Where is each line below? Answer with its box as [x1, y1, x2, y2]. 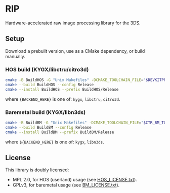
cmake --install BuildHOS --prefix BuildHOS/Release [5, 87, 119, 92]
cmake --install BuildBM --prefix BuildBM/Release [5, 130, 114, 135]
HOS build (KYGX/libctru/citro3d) [5, 66, 89, 73]
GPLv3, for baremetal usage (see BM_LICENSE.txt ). [12, 182, 120, 188]
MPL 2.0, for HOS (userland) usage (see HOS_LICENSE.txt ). [12, 177, 138, 183]
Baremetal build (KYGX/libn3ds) [5, 108, 86, 115]
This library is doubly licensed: [5, 167, 69, 173]
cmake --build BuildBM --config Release [5, 125, 92, 130]
